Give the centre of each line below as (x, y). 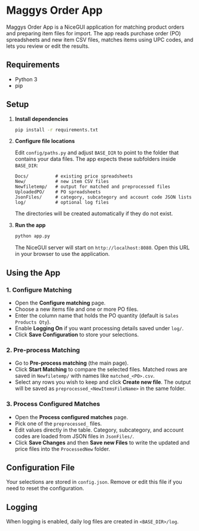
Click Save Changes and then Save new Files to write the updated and (102, 443)
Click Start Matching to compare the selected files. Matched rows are (101, 370)
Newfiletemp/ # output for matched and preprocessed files (93, 187)
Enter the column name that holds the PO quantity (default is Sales (97, 315)
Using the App (33, 273)
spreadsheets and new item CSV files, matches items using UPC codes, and (100, 39)
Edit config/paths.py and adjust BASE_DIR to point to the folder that (97, 152)
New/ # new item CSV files (62, 182)
